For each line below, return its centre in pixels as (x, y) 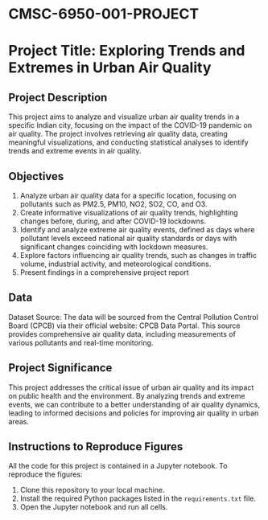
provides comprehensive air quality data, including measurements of (122, 334)
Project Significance (60, 368)
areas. (19, 421)
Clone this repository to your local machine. (92, 490)
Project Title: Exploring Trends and (127, 51)
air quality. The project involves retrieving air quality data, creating (118, 134)
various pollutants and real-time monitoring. (81, 342)
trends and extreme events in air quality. (75, 151)
